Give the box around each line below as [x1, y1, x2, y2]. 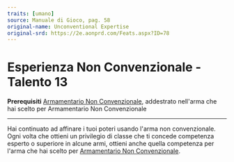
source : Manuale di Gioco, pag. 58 [7, 17, 111, 24]
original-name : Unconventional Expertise [7, 23, 130, 30]
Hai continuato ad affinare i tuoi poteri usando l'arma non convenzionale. [7, 124, 216, 133]
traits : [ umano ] [7, 10, 54, 17]
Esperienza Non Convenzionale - [7, 60, 202, 75]
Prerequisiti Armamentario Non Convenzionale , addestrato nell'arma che [7, 97, 217, 106]
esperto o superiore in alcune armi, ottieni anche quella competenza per [7, 140, 214, 148]
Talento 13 [7, 74, 68, 90]
